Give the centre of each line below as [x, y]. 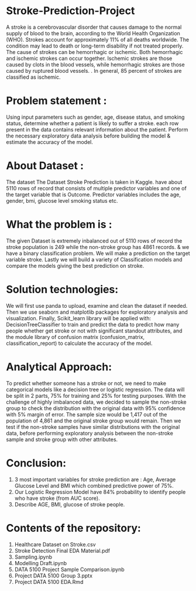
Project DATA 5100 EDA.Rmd [49, 582]
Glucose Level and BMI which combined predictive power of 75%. [94, 485]
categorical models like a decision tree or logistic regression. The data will [95, 389]
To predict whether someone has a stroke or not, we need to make [86, 383]
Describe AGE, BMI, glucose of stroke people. [70, 504]
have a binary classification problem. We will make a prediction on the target [98, 253]
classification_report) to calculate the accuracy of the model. [80, 343]
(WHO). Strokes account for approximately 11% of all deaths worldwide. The [97, 39]
